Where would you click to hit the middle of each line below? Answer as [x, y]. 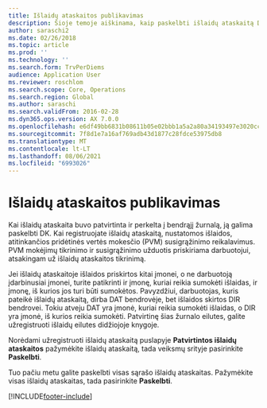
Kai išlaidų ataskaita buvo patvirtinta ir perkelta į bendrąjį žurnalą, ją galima [131, 225]
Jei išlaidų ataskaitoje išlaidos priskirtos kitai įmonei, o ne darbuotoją [120, 274]
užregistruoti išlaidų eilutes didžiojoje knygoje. [84, 325]
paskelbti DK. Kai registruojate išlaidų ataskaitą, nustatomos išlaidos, [120, 233]
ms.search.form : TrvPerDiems [56, 68]
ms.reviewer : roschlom [46, 82]
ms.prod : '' [28, 52]
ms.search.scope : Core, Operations [67, 89]
